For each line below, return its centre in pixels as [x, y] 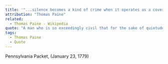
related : [14, 19]
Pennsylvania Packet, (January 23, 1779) [47, 56]
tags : [11, 33]
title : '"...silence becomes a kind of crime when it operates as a [78, 10]
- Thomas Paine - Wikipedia [39, 24]
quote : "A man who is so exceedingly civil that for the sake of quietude [85, 28]
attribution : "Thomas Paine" [35, 14]
